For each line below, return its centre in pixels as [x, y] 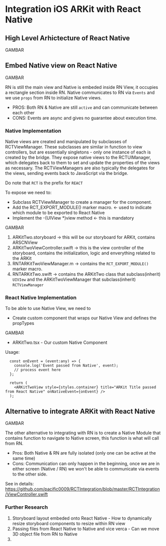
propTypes [23, 323]
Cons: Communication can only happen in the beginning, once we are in [86, 464]
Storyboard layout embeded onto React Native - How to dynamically [82, 518]
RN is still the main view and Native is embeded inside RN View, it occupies [82, 87]
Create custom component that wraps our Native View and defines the [84, 318]
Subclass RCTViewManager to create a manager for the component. [82, 202]
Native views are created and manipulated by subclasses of [66, 142]
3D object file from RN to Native [45, 534]
